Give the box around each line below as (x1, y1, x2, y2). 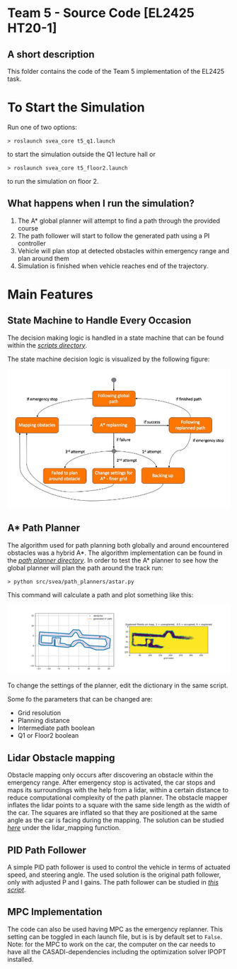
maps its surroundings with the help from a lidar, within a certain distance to (7, 786, 229, 794)
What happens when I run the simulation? (7, 197, 195, 210)
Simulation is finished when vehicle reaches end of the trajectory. (17, 261, 209, 270)
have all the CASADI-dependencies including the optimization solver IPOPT (7, 947, 226, 956)
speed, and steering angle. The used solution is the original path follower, (7, 870, 221, 879)
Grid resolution (17, 709, 62, 717)
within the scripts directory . (7, 340, 88, 349)
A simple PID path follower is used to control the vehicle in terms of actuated (7, 863, 231, 871)
